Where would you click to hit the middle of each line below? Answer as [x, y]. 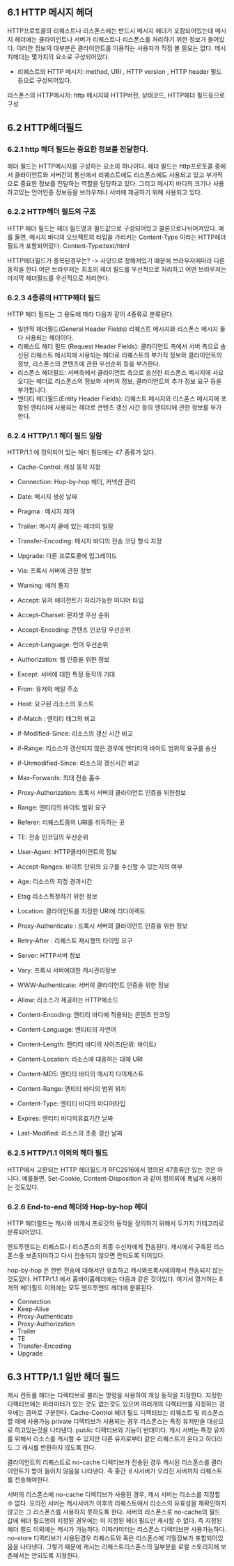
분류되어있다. [25, 1232]
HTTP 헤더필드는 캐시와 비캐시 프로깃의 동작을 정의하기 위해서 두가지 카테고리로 [116, 1223]
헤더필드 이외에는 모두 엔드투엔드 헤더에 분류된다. [87, 1287]
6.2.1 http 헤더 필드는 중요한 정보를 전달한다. [78, 150]
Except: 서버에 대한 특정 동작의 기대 [66, 674]
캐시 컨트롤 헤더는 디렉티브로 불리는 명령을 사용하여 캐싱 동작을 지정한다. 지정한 [115, 1395]
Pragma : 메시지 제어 [46, 511]
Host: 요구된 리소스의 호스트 [56, 704]
